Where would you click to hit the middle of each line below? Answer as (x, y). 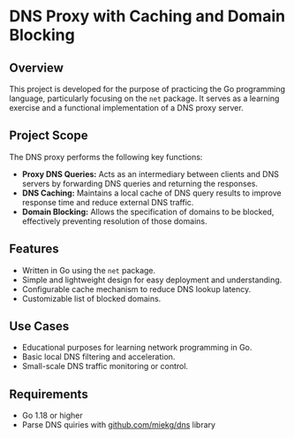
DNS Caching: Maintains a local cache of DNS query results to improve (151, 193)
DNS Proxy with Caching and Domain (147, 16)
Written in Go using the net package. (89, 270)
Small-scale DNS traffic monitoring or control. (105, 366)
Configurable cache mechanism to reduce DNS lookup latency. (136, 289)
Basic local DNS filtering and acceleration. (98, 357)
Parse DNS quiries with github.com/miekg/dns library (119, 425)
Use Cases (39, 326)
